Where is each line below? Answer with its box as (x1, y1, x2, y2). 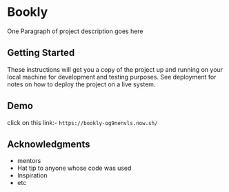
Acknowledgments (7, 138, 91, 150)
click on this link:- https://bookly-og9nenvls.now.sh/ (7, 118, 158, 126)
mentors (17, 157, 41, 165)
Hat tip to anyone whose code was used (17, 164, 132, 173)
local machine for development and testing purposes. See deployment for (7, 73, 217, 81)
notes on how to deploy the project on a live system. (7, 80, 156, 88)
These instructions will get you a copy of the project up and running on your (7, 65, 223, 73)
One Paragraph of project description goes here (7, 27, 143, 35)
